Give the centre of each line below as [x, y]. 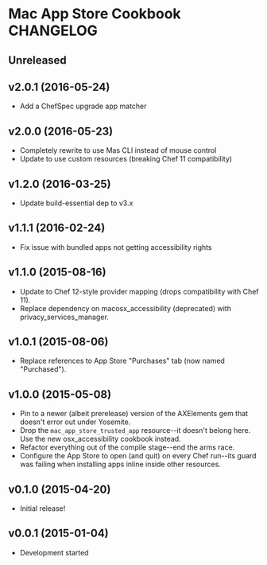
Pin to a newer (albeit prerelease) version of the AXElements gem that [134, 414]
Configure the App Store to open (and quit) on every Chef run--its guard [138, 456]
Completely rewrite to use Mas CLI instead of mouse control [118, 150]
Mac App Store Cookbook [95, 14]
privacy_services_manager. [64, 317]
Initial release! [43, 509]
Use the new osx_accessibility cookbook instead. [100, 439]
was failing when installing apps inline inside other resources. [120, 464]
